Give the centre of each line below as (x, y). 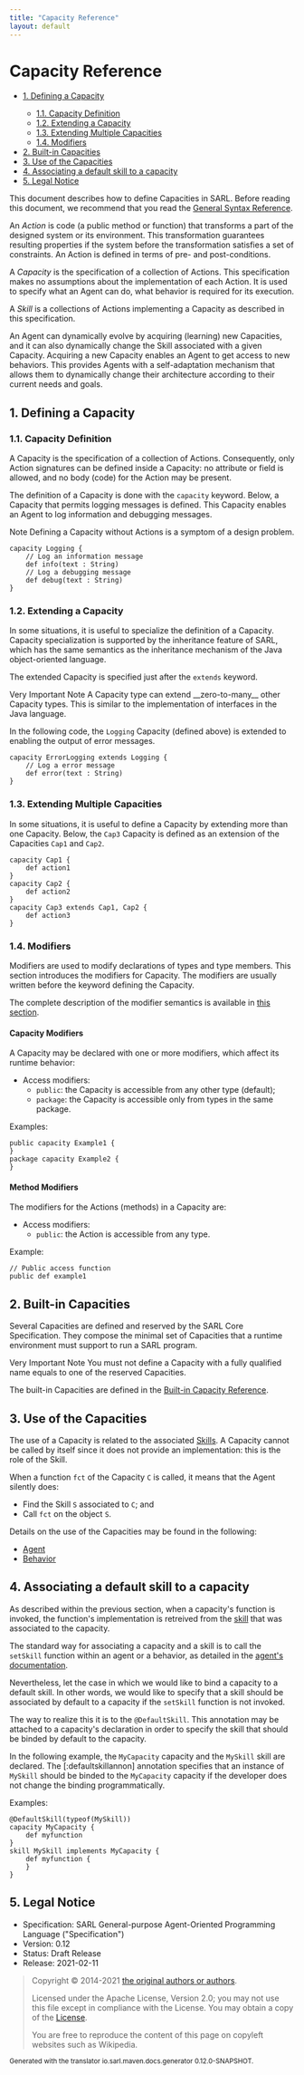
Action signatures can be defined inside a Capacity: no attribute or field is (147, 468)
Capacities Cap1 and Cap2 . (57, 843)
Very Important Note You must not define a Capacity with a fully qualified (146, 1363)
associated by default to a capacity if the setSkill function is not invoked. (147, 1702)
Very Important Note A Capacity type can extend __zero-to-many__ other (145, 695)
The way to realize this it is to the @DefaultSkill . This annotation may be (144, 1719)
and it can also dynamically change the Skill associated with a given (136, 346)
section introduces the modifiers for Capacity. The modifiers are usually (143, 976)
